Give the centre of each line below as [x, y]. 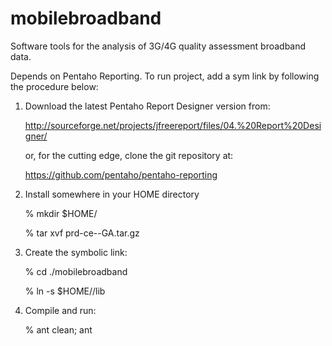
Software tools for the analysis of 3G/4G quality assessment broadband [158, 46]
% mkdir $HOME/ [61, 213]
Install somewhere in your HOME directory [112, 194]
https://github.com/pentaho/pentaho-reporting [121, 174]
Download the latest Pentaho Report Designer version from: [147, 106]
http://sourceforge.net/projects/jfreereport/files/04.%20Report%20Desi [173, 125]
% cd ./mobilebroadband [76, 271]
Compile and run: [60, 310]
